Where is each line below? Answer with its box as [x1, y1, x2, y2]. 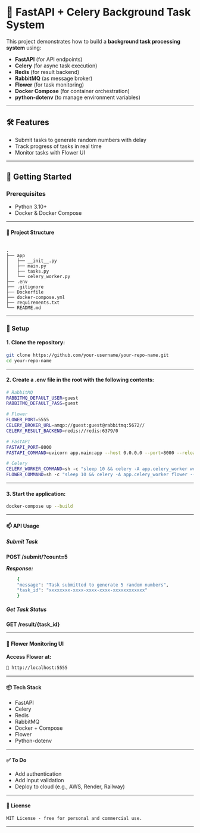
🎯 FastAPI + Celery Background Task [6, 5, 191, 19]
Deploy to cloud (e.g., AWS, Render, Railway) [14, 783, 125, 790]
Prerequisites [6, 190, 46, 198]
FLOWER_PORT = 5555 [6, 417, 49, 423]
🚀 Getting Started [6, 172, 72, 182]
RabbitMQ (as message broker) [14, 75, 93, 82]
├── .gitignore [6, 283, 44, 290]
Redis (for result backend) [14, 68, 80, 75]
